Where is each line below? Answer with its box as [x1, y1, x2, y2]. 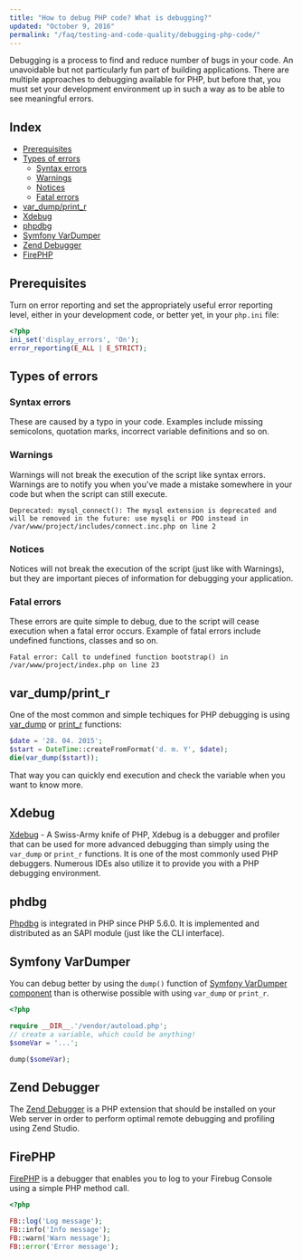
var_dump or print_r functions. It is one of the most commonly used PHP [9, 848, 278, 860]
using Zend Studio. [9, 1123, 80, 1134]
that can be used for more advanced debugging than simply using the [9, 839, 269, 850]
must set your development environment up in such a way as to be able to [9, 83, 285, 95]
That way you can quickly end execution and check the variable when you [9, 769, 286, 780]
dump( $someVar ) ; [9, 1055, 71, 1064]
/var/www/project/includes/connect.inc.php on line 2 [9, 521, 217, 530]
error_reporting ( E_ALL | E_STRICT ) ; [9, 343, 147, 353]
